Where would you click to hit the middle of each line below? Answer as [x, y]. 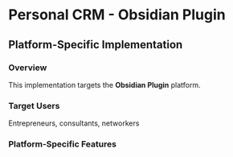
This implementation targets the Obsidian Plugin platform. [104, 85]
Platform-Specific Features [62, 144]
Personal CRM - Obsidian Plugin [117, 15]
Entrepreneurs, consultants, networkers [74, 123]
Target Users [34, 105]
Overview [28, 68]
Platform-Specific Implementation [96, 45]
